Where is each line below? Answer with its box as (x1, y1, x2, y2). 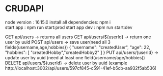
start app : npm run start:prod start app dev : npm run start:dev (5, 24, 133, 30)
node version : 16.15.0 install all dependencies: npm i (5, 19, 111, 25)
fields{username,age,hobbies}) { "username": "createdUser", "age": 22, (5, 44, 151, 50)
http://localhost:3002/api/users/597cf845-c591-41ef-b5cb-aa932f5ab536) (5, 65, 157, 71)
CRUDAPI (5, 3, 44, 14)
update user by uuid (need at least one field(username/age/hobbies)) (5, 54, 145, 60)
